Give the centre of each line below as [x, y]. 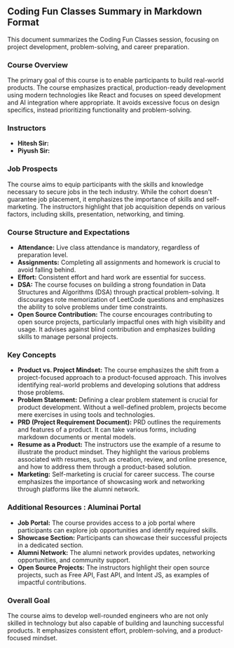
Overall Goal [29, 600]
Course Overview [38, 64]
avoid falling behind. [47, 270]
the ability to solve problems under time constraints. [92, 307]
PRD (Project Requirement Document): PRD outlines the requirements [119, 422]
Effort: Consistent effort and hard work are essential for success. [111, 277]
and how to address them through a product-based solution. [104, 467]
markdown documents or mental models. [77, 437]
